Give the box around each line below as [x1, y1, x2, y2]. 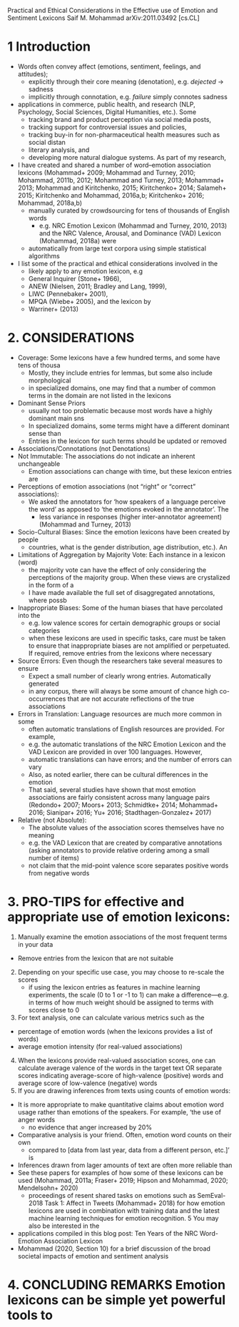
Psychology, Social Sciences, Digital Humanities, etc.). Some [17, 107, 197, 116]
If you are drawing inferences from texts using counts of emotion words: [17, 1086, 230, 1094]
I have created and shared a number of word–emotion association [17, 161, 211, 169]
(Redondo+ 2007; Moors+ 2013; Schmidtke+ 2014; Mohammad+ [28, 800, 219, 809]
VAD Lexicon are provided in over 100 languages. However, [28, 747, 203, 756]
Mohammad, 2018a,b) [17, 198, 83, 207]
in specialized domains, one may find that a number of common [28, 383, 216, 392]
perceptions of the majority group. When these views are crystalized [28, 573, 230, 581]
